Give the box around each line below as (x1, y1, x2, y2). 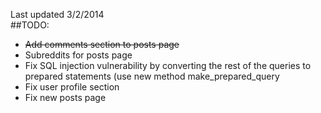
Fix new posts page (24, 92, 107, 103)
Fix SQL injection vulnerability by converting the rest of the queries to (24, 60, 312, 71)
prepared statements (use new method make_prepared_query (24, 70, 280, 82)
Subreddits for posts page (24, 49, 133, 61)
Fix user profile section (24, 81, 120, 93)
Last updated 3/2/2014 (10, 9, 105, 20)
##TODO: (10, 19, 50, 31)
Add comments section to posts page (24, 39, 180, 50)
